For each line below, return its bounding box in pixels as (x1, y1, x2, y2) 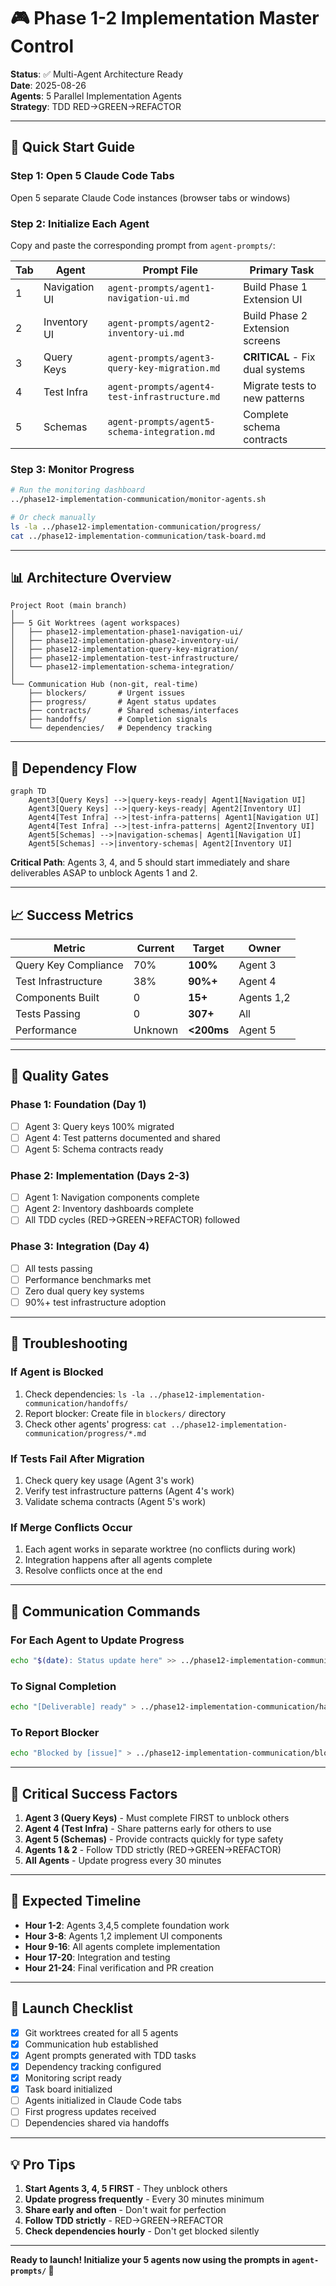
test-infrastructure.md (107, 391, 221, 402)
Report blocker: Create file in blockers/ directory (24, 1407, 227, 1419)
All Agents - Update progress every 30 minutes (24, 1854, 222, 1866)
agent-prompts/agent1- (107, 282, 216, 294)
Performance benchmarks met (24, 1273, 152, 1285)
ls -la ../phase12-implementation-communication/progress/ (10, 521, 262, 532)
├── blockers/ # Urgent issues (28, 688, 186, 699)
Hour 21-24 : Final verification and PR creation (24, 1961, 214, 1974)
